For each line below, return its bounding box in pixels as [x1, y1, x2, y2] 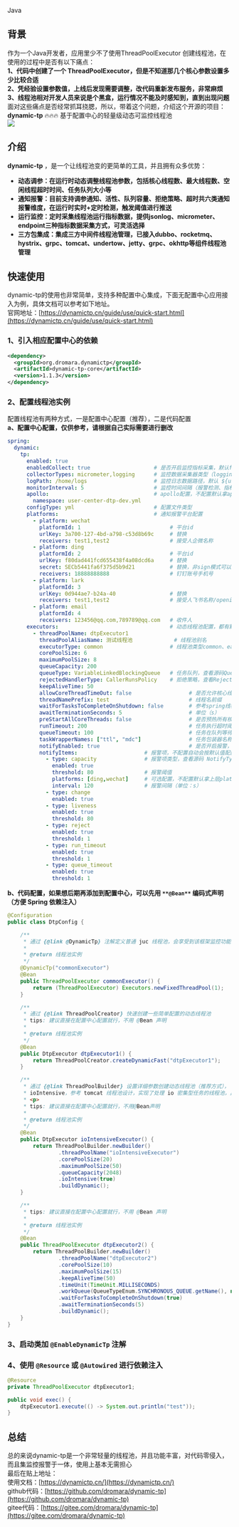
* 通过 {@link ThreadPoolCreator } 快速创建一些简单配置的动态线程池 [23, 1010, 211, 1018]
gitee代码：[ [7, 1503, 43, 1512]
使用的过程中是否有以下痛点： [7, 57, 95, 66]
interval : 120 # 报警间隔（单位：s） [52, 782, 202, 790]
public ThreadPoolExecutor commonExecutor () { [20, 978, 161, 985]
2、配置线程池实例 [7, 397, 71, 407]
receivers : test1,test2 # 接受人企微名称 [38, 537, 213, 544]
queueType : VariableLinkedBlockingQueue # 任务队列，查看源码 [38, 670, 224, 677]
